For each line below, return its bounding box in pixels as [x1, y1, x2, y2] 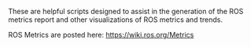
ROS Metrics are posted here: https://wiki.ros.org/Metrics [8, 31, 194, 39]
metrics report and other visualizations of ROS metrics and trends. [8, 15, 223, 24]
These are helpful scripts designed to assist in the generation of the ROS [8, 7, 244, 16]
